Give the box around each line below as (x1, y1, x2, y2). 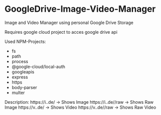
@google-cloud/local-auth (11, 64, 66, 69)
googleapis (11, 69, 35, 74)
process (11, 58, 28, 64)
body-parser (11, 84, 37, 90)
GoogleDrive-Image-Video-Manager (4, 3, 156, 15)
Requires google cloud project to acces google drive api (4, 29, 118, 35)
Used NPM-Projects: (4, 38, 46, 45)
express (11, 74, 28, 80)
